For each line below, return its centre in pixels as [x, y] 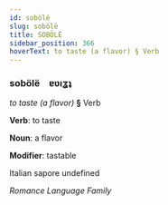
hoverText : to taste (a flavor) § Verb [84, 52]
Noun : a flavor [36, 138]
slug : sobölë [34, 26]
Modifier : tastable [43, 156]
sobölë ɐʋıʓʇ [41, 83]
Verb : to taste [35, 121]
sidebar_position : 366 [52, 43]
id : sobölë [30, 18]
